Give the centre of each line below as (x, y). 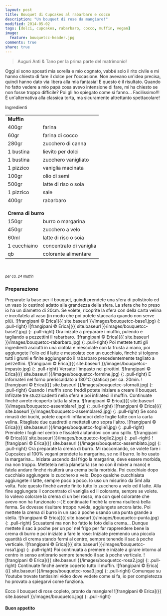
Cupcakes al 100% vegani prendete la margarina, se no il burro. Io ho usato (82, 454)
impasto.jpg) (18, 369)
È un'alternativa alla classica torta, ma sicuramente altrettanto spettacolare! (83, 98)
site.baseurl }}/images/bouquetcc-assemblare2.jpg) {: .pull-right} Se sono (81, 411)
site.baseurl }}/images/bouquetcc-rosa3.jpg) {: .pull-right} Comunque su (86, 570)
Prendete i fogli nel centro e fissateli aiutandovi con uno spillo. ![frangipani (82, 432)
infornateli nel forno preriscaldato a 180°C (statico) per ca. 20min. (73, 379)
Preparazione (22, 289)
